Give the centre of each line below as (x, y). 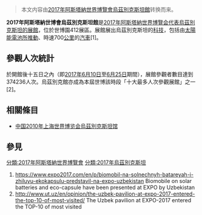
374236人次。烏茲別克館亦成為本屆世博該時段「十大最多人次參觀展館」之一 (101, 82)
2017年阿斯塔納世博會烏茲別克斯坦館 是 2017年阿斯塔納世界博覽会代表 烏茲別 (101, 22)
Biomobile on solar (169, 181)
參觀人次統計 (30, 58)
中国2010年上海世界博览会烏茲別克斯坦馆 (66, 126)
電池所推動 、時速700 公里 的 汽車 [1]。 (56, 38)
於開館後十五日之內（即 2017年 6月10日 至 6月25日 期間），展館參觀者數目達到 (100, 74)
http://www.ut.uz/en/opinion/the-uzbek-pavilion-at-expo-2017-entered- (105, 194)
